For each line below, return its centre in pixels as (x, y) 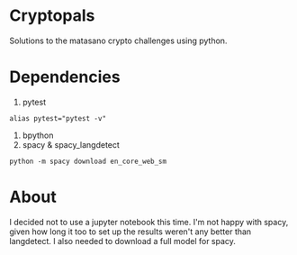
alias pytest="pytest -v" (58, 118)
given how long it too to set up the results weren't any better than (130, 232)
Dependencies (65, 77)
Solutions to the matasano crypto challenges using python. (118, 41)
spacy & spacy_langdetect (71, 144)
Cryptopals (52, 16)
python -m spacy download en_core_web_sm (88, 161)
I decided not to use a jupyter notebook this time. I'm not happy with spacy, (149, 222)
